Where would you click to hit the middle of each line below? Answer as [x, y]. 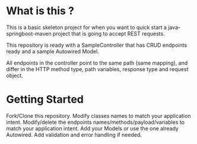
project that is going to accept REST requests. [109, 33]
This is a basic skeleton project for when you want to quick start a [87, 27]
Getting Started [45, 100]
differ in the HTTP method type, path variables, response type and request [97, 69]
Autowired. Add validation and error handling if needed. [74, 135]
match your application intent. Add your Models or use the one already [93, 128]
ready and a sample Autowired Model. [53, 51]
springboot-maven [29, 33]
